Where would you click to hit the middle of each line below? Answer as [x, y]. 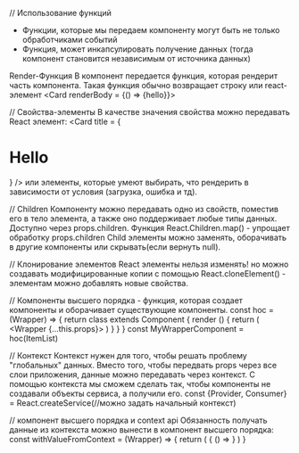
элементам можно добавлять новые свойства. [99, 283]
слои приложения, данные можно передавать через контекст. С [133, 375]
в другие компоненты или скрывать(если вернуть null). [115, 247]
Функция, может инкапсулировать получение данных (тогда [137, 49]
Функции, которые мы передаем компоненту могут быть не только [151, 30]
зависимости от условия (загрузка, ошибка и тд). [104, 192]
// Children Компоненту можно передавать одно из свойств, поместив [144, 209]
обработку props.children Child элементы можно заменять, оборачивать [148, 237]
